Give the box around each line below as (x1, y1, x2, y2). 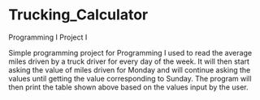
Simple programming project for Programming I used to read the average (8, 48, 253, 57)
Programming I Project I (8, 32, 88, 42)
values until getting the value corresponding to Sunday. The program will (8, 73, 252, 83)
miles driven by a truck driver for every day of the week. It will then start (8, 56, 250, 66)
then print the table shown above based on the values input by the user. (8, 82, 249, 92)
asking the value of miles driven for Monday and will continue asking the (8, 65, 251, 74)
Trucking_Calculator (8, 6, 149, 24)
